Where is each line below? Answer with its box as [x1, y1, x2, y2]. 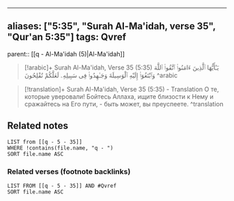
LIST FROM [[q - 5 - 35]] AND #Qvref [7, 182, 117, 189]
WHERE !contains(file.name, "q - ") [7, 144, 114, 152]
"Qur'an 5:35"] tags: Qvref [7, 31, 127, 43]
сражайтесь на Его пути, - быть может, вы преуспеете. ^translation [24, 99, 224, 108]
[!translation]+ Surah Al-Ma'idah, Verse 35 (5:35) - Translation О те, [24, 85, 219, 93]
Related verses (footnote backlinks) [7, 166, 131, 176]
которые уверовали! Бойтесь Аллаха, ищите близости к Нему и [24, 92, 214, 101]
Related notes [7, 120, 68, 132]
